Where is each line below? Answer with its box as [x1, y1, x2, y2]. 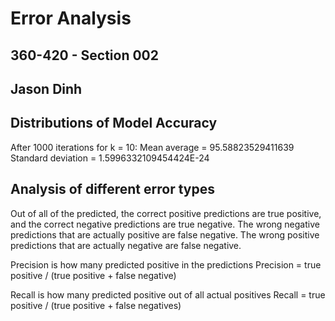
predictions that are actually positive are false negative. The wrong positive [10, 228, 320, 241]
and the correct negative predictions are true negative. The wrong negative [10, 218, 320, 230]
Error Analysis [10, 7, 132, 30]
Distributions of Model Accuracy [10, 115, 218, 132]
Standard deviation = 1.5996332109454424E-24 [10, 152, 210, 164]
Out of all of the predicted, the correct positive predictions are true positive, [10, 207, 322, 219]
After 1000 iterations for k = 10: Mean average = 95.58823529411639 [10, 141, 295, 153]
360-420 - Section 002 [10, 47, 160, 64]
